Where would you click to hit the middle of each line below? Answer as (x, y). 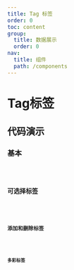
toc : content (26, 27)
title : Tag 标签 (30, 14)
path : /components (41, 66)
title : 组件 (30, 60)
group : (17, 33)
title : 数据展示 (36, 40)
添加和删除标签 (26, 229)
